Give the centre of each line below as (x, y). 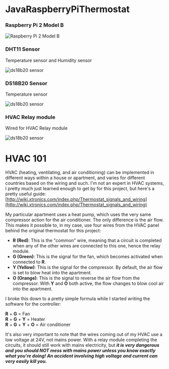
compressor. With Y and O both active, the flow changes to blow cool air (88, 283)
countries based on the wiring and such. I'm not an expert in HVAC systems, (85, 183)
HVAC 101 (26, 158)
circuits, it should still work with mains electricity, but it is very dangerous (82, 345)
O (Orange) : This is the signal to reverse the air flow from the (76, 278)
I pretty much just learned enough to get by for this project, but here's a (80, 189)
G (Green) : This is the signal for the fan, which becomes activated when (88, 257)
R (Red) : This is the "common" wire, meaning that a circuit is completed (87, 240)
